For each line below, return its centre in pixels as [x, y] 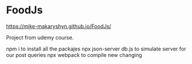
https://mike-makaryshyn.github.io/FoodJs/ [59, 26]
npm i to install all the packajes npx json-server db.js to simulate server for [96, 49]
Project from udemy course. [40, 37]
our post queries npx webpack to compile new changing [74, 55]
